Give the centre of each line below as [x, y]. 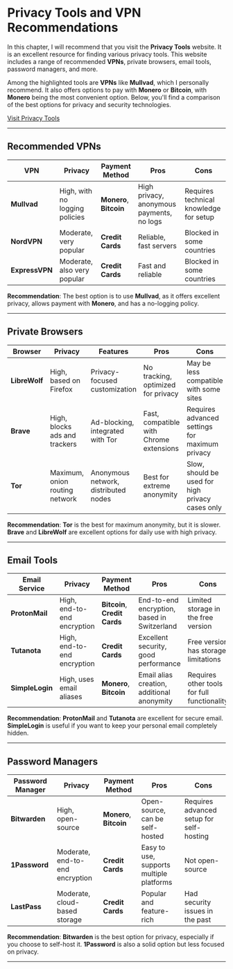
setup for [199, 819]
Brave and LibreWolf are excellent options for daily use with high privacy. [112, 532]
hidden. [18, 733]
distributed [108, 490]
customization [114, 389]
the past [198, 920]
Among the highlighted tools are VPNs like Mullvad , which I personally [108, 82]
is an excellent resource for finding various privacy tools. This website [107, 54]
